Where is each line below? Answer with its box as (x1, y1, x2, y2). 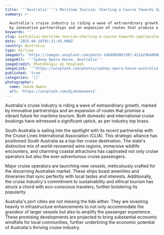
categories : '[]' (5, 75, 41, 80)
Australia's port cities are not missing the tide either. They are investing (5, 198, 148, 204)
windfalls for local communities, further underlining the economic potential (5, 219, 155, 225)
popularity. (5, 189, 27, 195)
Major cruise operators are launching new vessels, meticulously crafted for (5, 163, 156, 169)
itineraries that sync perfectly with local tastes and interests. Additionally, (5, 173, 152, 179)
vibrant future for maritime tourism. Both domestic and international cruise (5, 113, 155, 118)
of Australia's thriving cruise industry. (5, 224, 81, 230)
